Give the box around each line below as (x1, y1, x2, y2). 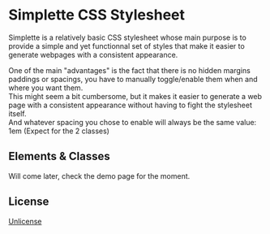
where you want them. (8, 83, 84, 93)
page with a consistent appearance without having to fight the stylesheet (8, 100, 253, 110)
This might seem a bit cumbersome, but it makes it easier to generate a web (8, 91, 262, 101)
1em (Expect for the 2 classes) (8, 126, 109, 136)
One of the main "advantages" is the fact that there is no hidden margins (8, 65, 251, 75)
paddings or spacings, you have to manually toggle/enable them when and (8, 74, 258, 84)
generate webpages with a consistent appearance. (8, 50, 178, 59)
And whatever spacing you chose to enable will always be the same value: (8, 117, 257, 127)
